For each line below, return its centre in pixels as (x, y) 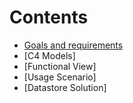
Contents (49, 17)
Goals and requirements (73, 45)
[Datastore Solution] (65, 87)
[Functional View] (60, 66)
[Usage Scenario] (60, 77)
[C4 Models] (49, 55)
